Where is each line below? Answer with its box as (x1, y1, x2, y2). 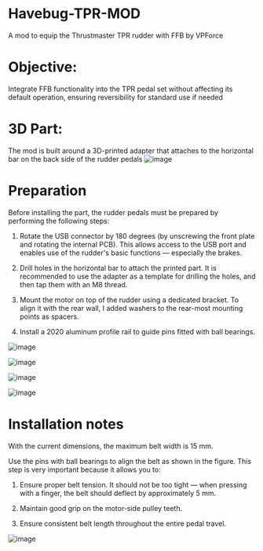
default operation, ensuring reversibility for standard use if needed (8, 92, 224, 102)
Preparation (8, 182, 87, 199)
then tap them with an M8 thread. (19, 279, 128, 289)
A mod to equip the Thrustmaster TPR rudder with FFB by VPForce (8, 31, 224, 40)
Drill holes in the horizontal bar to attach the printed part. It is (19, 263, 217, 272)
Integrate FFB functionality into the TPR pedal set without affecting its (8, 84, 233, 93)
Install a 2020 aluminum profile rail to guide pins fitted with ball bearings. (19, 327, 256, 336)
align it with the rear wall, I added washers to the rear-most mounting (19, 303, 243, 312)
